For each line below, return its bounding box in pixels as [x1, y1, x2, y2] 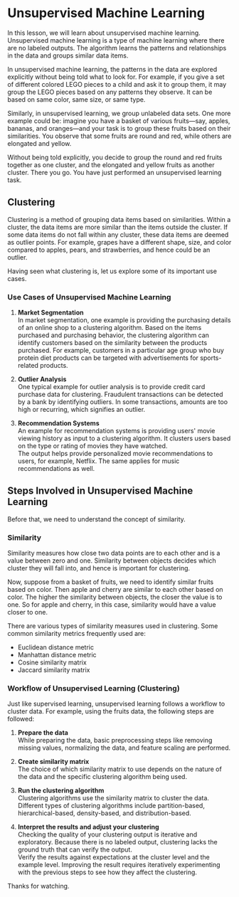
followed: [7, 715, 35, 723]
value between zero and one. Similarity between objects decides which [7, 556, 217, 565]
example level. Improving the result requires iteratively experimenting [17, 861, 221, 869]
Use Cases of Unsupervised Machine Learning [7, 292, 171, 302]
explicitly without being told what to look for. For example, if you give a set [7, 73, 225, 81]
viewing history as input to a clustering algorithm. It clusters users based [17, 434, 231, 442]
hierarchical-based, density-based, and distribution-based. [17, 809, 192, 817]
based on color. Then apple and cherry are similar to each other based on [7, 585, 223, 594]
